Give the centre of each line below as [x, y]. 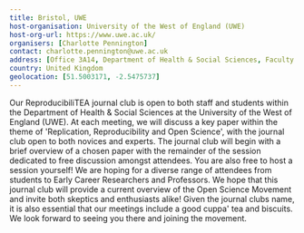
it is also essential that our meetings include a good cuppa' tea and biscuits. [151, 209]
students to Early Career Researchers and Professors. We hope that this [144, 180]
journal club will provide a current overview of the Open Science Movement [151, 189]
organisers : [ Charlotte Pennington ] [78, 43]
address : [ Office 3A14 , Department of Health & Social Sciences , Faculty [152, 60]
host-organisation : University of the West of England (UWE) [127, 26]
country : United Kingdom [56, 69]
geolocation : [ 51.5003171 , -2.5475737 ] [85, 77]
